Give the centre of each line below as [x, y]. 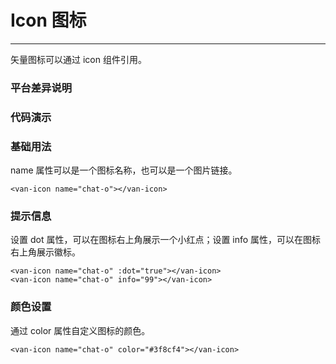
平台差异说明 [41, 88]
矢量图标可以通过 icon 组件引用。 [78, 59]
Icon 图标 [48, 20]
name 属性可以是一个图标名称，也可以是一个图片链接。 [124, 170]
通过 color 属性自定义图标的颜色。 [80, 330]
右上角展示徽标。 [45, 252]
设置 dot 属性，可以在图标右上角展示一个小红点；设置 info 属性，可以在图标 [166, 240]
